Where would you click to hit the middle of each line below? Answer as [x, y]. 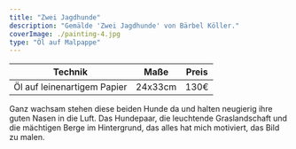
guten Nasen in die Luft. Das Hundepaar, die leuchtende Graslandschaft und [148, 118]
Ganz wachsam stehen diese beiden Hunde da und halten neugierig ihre [141, 109]
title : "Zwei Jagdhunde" [55, 17]
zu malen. [27, 137]
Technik [70, 72]
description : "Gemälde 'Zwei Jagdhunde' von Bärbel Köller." [125, 26]
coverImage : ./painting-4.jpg [65, 34]
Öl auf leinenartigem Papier [70, 87]
